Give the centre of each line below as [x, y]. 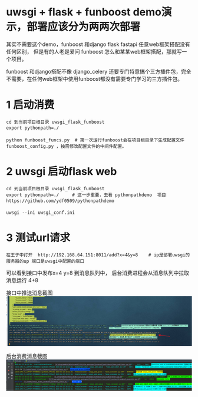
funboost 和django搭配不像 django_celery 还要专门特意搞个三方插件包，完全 [99, 71]
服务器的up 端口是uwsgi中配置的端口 [45, 261]
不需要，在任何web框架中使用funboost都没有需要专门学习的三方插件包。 [94, 79]
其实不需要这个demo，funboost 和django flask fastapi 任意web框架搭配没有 [98, 44]
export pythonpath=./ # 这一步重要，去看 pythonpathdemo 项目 [86, 195]
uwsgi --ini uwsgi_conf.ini [41, 213]
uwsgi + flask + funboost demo [84, 12]
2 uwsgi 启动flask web [62, 172]
